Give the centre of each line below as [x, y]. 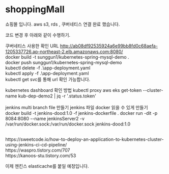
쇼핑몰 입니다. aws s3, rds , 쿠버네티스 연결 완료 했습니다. [63, 24]
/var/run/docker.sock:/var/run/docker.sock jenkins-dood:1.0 [68, 124]
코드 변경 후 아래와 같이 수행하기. [38, 35]
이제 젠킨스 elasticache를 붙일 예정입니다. [47, 166]
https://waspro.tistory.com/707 [38, 150]
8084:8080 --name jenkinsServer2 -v [45, 118]
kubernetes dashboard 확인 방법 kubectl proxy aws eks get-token [74, 90]
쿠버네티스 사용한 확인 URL [32, 46]
